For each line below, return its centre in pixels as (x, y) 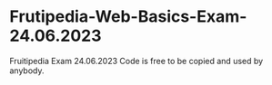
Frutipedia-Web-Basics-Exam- (128, 17)
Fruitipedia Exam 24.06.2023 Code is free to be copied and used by (136, 61)
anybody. (27, 71)
